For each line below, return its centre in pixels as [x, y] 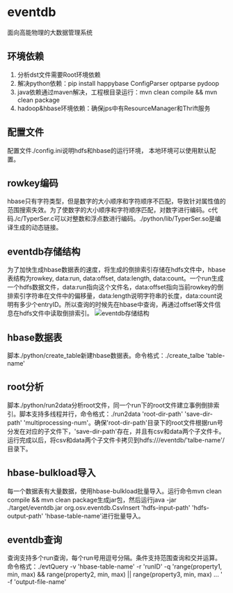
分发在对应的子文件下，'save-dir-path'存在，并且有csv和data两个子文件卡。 [116, 431]
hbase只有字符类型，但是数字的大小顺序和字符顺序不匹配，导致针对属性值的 [116, 201]
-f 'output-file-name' [37, 582]
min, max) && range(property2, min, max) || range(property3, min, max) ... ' [115, 575]
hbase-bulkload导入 [51, 473]
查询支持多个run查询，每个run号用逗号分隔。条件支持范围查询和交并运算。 [114, 558]
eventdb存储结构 [44, 252]
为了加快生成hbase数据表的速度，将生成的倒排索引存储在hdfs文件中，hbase [116, 270]
